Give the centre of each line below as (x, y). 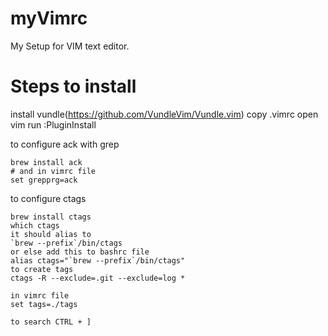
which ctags (35, 225)
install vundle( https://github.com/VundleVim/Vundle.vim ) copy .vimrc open (164, 114)
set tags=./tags (44, 304)
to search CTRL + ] (51, 322)
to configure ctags (48, 198)
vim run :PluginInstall (53, 124)
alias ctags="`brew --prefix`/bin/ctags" (98, 260)
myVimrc (49, 18)
